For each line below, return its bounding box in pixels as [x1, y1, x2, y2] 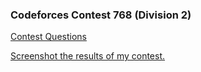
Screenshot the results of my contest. [10, 50, 166, 62]
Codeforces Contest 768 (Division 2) [10, 8, 192, 22]
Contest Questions [10, 31, 87, 43]
